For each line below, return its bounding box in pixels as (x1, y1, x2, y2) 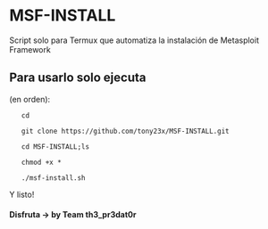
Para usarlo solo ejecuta (9, 70, 147, 86)
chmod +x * (21, 158, 63, 167)
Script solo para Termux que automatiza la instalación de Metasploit (9, 35, 259, 45)
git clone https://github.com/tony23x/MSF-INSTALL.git (21, 127, 230, 135)
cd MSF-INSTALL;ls (21, 142, 90, 151)
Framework (9, 44, 51, 54)
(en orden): (9, 94, 51, 104)
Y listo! (9, 189, 35, 200)
